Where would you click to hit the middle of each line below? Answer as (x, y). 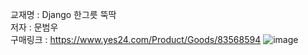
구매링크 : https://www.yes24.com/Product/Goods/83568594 (136, 39)
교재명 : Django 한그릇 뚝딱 (63, 14)
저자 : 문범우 (34, 27)
